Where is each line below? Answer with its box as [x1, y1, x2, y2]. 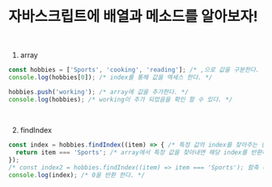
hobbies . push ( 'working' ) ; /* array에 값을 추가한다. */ [8, 88, 189, 96]
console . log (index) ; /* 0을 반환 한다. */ [8, 171, 146, 179]
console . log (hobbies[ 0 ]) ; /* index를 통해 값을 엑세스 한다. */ [8, 73, 213, 81]
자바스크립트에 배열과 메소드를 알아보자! [8, 7, 259, 26]
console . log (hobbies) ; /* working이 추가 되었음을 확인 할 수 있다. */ [8, 95, 233, 103]
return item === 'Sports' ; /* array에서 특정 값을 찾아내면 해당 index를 [15, 148, 248, 157]
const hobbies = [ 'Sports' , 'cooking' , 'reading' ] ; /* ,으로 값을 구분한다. [8, 65, 260, 73]
